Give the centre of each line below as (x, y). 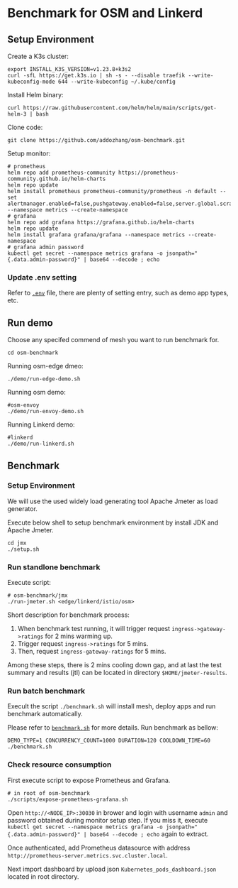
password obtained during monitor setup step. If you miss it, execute (108, 820)
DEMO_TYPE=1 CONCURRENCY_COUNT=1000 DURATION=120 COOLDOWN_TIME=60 (109, 741)
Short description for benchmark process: (68, 615)
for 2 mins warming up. (79, 636)
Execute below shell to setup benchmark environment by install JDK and (113, 522)
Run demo (30, 323)
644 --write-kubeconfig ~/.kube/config (117, 82)
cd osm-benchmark (33, 353)
